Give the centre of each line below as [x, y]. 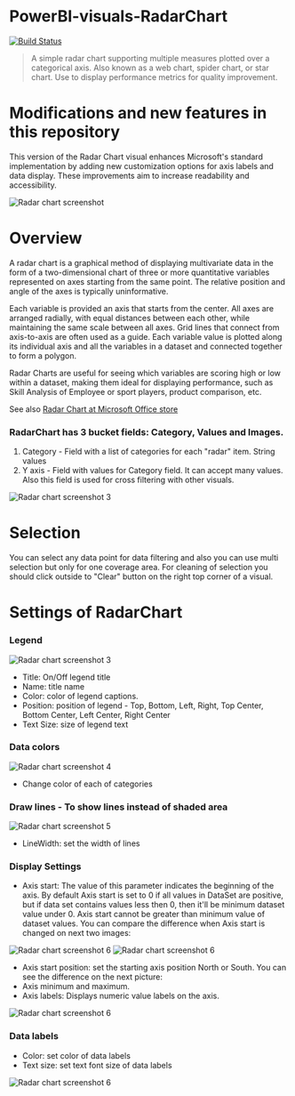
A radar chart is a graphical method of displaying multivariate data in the [141, 262]
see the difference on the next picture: [92, 977]
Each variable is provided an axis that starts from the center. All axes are [141, 308]
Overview [46, 238]
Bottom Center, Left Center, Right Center [96, 714]
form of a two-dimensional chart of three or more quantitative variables [140, 272]
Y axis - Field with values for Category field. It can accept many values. [152, 471]
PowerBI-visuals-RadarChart [119, 16]
